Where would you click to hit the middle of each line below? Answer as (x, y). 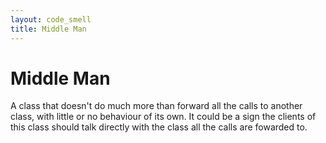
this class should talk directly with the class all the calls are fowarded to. (159, 127)
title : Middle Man (48, 29)
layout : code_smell (51, 19)
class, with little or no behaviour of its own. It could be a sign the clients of (163, 117)
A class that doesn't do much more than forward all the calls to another (156, 106)
